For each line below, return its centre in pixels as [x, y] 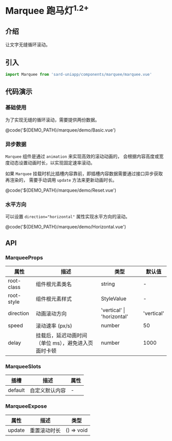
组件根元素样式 [54, 299]
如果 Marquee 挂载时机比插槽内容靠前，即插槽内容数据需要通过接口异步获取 [84, 174]
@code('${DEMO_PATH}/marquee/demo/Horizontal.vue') [66, 227]
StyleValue [114, 299]
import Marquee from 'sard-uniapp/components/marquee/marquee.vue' [79, 75]
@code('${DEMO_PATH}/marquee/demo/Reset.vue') [61, 190]
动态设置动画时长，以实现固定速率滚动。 [52, 163]
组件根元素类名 [54, 284]
